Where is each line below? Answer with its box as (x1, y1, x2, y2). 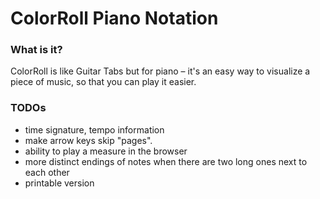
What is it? (10, 43, 63, 57)
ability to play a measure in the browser (24, 145, 188, 157)
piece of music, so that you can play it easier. (10, 76, 197, 88)
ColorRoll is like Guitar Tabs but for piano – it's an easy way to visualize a (10, 65, 311, 77)
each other (24, 166, 70, 178)
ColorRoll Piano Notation (10, 7, 219, 30)
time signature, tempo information (24, 123, 165, 136)
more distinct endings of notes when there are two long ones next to (24, 155, 308, 167)
